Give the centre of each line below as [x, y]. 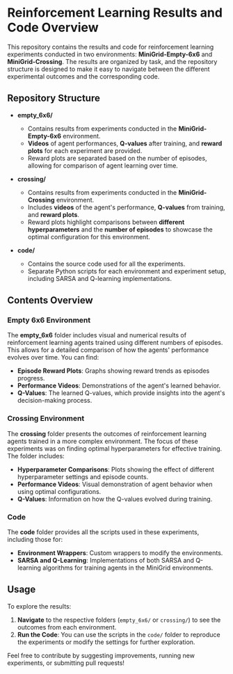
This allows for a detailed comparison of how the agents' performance [108, 350]
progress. [31, 378]
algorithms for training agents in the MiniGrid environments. [128, 568]
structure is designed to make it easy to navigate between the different [109, 69]
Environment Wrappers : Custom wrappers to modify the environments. [120, 553]
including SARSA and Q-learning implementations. [100, 278]
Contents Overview [50, 300]
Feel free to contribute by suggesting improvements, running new [101, 655]
